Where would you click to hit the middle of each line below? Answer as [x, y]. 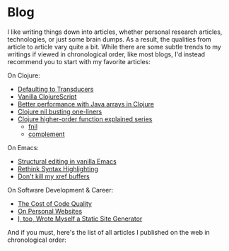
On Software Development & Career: [60, 190]
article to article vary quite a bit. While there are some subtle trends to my [114, 47]
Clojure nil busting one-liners [60, 111]
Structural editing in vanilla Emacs [67, 161]
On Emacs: [23, 147]
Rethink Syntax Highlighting [58, 169]
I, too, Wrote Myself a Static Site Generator [80, 219]
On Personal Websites [50, 211]
